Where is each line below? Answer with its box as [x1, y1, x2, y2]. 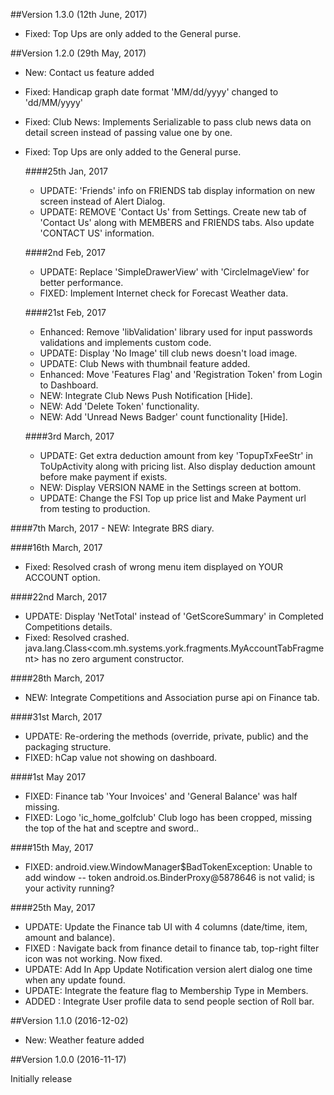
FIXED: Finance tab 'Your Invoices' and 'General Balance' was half [24, 790, 298, 802]
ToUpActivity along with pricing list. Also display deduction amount [39, 460, 316, 472]
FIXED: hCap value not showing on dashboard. [24, 752, 218, 763]
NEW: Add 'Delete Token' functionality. [39, 400, 200, 412]
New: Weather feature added [24, 1034, 145, 1046]
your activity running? [24, 882, 115, 894]
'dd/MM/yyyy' [24, 97, 83, 108]
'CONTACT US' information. [39, 227, 155, 239]
